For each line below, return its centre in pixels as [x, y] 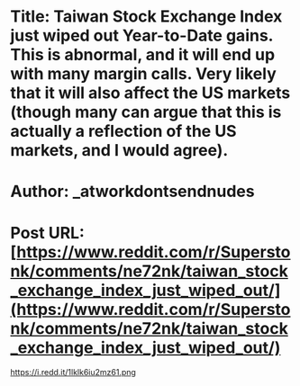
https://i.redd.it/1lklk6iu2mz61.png [73, 373]
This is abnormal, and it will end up [143, 55]
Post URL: [47, 233]
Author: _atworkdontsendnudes [132, 192]
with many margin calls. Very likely [144, 74]
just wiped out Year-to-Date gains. [142, 36]
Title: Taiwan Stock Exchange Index [146, 17]
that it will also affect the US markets [150, 93]
